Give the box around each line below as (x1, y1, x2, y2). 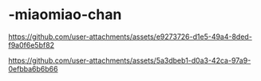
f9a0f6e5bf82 (8, 40, 54, 49)
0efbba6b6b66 (8, 64, 58, 73)
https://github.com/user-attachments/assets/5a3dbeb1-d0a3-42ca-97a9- (8, 56, 251, 65)
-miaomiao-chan (8, 6, 122, 24)
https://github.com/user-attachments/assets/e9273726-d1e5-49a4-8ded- (8, 32, 253, 41)
